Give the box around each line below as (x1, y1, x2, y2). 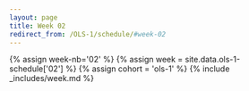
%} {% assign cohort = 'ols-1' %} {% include (65, 63, 230, 74)
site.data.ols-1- (185, 54, 240, 65)
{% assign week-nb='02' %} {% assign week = (9, 54, 184, 65)
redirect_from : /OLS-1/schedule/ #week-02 (9, 29, 167, 38)
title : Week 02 (9, 21, 66, 30)
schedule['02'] (9, 63, 64, 74)
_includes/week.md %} (9, 73, 95, 84)
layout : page (9, 12, 58, 22)
